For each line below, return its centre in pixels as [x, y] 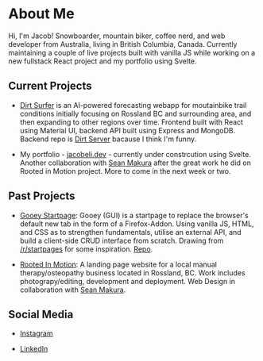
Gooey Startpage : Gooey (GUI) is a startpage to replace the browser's [134, 215]
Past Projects [42, 196]
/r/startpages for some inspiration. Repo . [86, 249]
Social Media [41, 314]
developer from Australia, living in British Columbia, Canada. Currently [123, 44]
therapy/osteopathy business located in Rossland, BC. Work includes [132, 273]
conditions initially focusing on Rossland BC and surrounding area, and [135, 113]
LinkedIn [34, 349]
